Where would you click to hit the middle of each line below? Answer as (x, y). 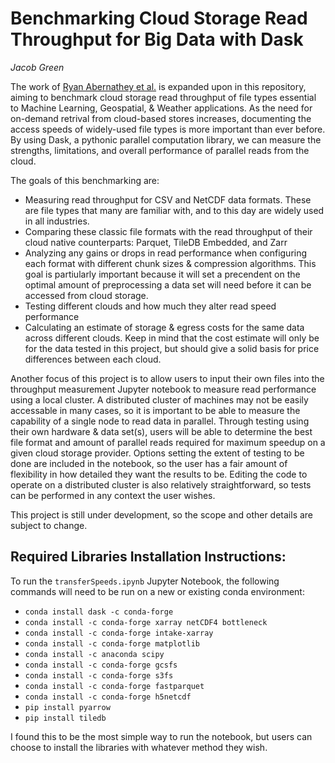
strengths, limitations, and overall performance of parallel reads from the (160, 150)
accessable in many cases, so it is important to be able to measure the (155, 410)
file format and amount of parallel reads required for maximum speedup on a (168, 442)
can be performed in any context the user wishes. (113, 495)
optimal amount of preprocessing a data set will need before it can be (168, 284)
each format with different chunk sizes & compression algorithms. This (170, 263)
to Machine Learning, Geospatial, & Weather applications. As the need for (161, 108)
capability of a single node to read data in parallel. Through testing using (160, 421)
